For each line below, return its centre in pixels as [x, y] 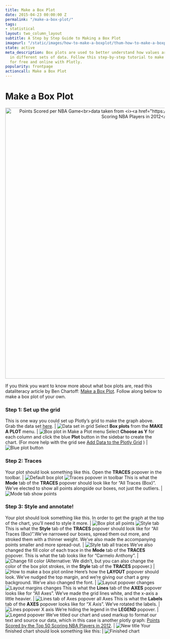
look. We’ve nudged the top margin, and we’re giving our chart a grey [77, 577]
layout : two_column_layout [34, 33]
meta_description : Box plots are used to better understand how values [82, 52]
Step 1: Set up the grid [33, 410]
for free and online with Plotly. [46, 62]
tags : [11, 24]
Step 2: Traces [24, 461]
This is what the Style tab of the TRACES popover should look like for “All [82, 528]
